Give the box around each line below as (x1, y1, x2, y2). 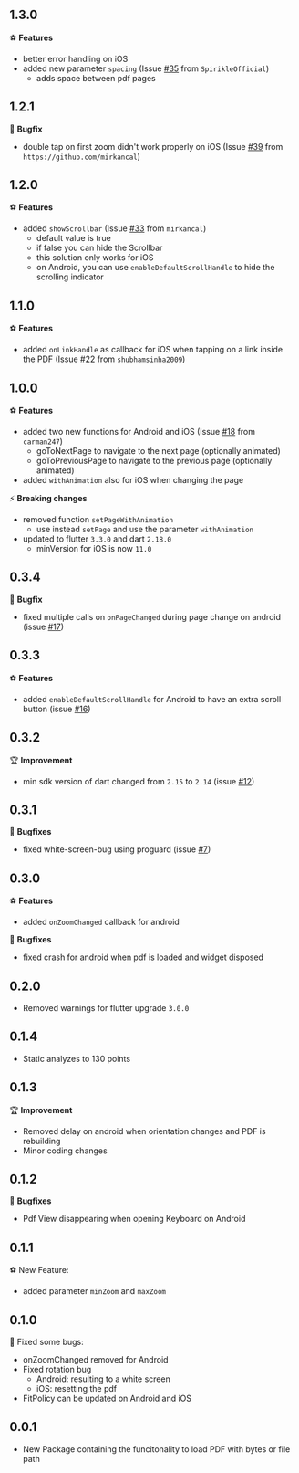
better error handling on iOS (22, 53, 129, 64)
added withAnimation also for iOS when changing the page (22, 475, 244, 486)
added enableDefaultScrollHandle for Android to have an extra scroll (22, 693, 282, 704)
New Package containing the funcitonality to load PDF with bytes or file (22, 1443, 291, 1455)
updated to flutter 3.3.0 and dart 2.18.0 (22, 533, 171, 544)
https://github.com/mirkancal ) (22, 151, 141, 162)
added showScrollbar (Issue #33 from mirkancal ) (22, 223, 207, 234)
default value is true (36, 233, 111, 244)
